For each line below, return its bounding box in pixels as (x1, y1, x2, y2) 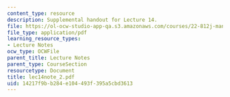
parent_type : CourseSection (7, 61, 88, 68)
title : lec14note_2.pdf (7, 73, 75, 81)
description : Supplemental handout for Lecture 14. (7, 16, 157, 23)
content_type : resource (7, 10, 75, 17)
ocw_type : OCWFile (7, 48, 60, 55)
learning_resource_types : (7, 36, 81, 42)
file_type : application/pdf (7, 29, 88, 36)
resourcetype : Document (7, 67, 75, 74)
